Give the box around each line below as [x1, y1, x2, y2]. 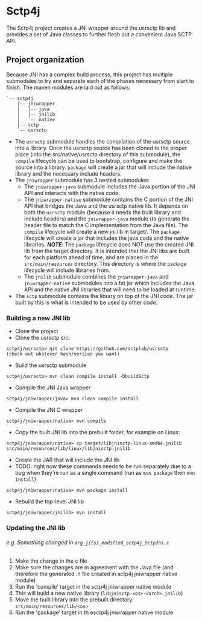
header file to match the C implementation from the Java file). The [24, 221, 188, 228]
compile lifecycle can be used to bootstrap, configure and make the [14, 157, 183, 164]
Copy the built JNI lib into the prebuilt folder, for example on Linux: [14, 429, 180, 436]
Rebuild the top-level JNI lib [14, 498, 84, 505]
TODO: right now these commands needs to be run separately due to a [14, 463, 191, 470]
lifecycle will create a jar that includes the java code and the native [24, 234, 189, 242]
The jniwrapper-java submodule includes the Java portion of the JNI [24, 183, 195, 190]
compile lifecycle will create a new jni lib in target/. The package [24, 228, 180, 235]
